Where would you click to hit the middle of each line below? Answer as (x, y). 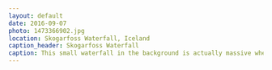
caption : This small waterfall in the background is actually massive (130, 53)
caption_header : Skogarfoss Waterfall (74, 46)
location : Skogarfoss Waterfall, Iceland (79, 38)
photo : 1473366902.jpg (47, 31)
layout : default (36, 16)
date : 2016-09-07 (38, 23)
